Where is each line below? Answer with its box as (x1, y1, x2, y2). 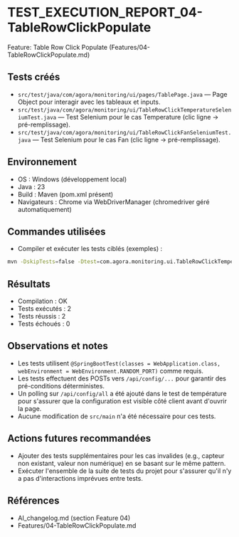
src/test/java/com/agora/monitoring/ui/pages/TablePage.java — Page (17, 90, 228, 98)
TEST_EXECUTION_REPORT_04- (7, 4, 203, 21)
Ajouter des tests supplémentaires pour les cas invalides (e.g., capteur (17, 451, 225, 459)
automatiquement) (17, 205, 73, 213)
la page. (17, 404, 42, 413)
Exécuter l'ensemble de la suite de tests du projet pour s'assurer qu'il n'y (17, 467, 232, 475)
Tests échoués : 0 (17, 319, 70, 328)
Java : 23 (17, 182, 46, 191)
